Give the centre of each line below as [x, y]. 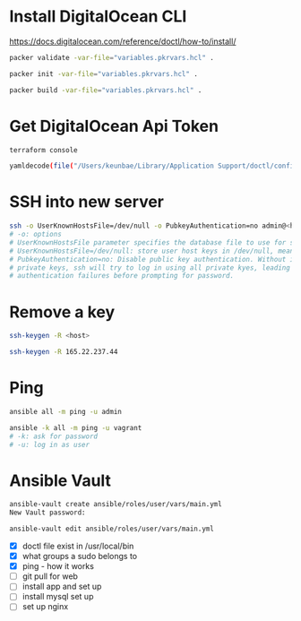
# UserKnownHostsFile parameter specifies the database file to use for [148, 242]
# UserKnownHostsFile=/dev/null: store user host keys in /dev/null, [142, 251]
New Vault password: [48, 513]
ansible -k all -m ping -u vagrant [76, 427]
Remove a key [62, 312]
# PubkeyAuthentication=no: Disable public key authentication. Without [148, 259]
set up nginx [45, 607]
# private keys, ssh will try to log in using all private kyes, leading [150, 267]
